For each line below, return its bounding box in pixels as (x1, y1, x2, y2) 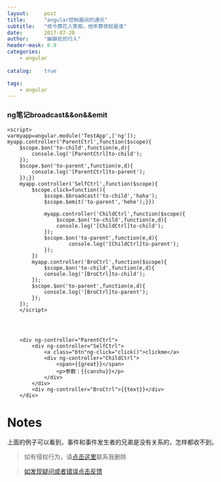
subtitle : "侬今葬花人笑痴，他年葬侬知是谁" (7, 23, 127, 30)
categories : (7, 49, 41, 56)
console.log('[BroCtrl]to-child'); (43, 271, 146, 277)
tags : (7, 80, 23, 87)
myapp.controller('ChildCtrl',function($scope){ (43, 210, 186, 217)
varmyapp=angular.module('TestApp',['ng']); (7, 132, 137, 139)
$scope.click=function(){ (32, 186, 106, 193)
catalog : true (7, 67, 57, 74)
